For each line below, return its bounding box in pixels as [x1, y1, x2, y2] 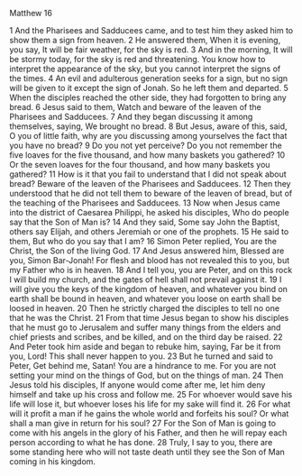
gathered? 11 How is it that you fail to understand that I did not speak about [9, 169, 287, 179]
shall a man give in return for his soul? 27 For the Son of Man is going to [9, 418, 277, 428]
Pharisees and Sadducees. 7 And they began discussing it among [9, 112, 253, 122]
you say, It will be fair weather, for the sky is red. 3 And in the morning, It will [9, 44, 293, 55]
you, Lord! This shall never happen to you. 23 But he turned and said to [9, 351, 273, 362]
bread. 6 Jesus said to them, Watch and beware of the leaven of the [9, 102, 261, 112]
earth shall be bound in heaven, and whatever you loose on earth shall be [9, 293, 282, 304]
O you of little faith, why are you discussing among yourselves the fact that [9, 131, 288, 141]
